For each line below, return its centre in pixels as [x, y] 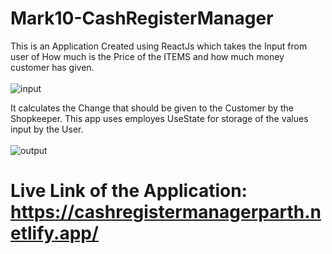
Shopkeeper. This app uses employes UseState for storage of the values [159, 118]
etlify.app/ [54, 233]
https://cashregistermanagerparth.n [166, 212]
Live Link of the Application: [129, 191]
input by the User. [47, 129]
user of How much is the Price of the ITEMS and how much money [147, 56]
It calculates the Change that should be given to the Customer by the [152, 108]
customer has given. [52, 67]
